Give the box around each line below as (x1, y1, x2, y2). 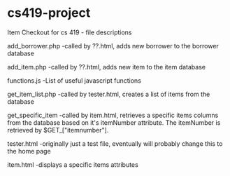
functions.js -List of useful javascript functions (7, 76, 142, 85)
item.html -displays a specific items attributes (7, 160, 138, 169)
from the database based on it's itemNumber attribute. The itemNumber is (7, 118, 221, 127)
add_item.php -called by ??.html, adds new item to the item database (7, 62, 206, 71)
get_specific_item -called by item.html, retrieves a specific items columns (7, 111, 219, 119)
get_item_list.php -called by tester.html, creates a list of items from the (7, 90, 210, 98)
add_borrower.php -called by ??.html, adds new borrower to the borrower (7, 41, 219, 50)
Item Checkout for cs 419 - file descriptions (7, 28, 132, 36)
